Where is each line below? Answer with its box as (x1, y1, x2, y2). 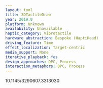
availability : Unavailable (5, 26, 62, 31)
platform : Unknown (5, 21, 44, 27)
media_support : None (5, 50, 49, 55)
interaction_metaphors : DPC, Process (5, 64, 85, 69)
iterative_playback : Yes (5, 54, 58, 60)
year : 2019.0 (5, 17, 33, 22)
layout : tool (5, 7, 33, 13)
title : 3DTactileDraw (5, 12, 51, 17)
